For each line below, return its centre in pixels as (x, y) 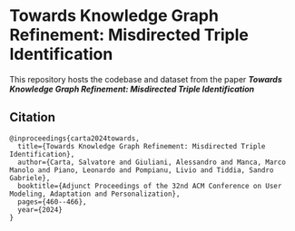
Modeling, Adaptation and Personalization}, (95, 194)
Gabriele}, (30, 178)
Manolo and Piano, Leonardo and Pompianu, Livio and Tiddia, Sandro (142, 170)
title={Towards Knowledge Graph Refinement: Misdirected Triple (142, 146)
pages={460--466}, (53, 202)
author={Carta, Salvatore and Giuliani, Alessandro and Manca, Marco (152, 162)
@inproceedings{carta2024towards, (75, 138)
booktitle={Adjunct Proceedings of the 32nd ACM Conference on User (150, 186)
